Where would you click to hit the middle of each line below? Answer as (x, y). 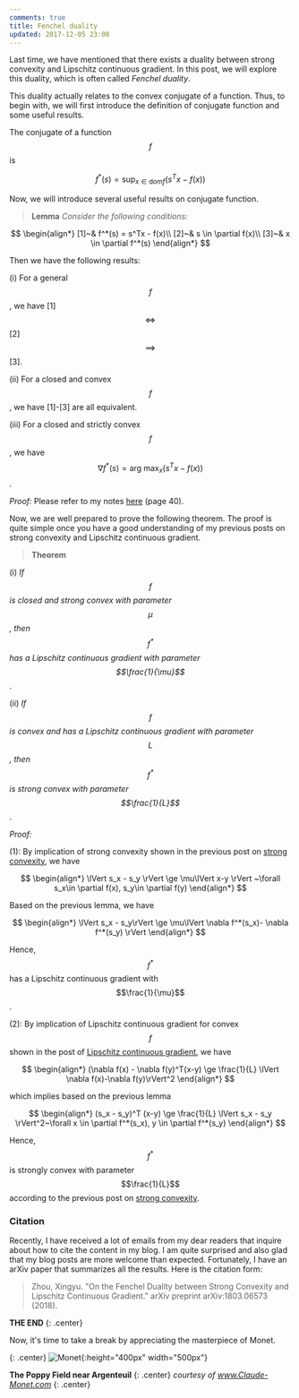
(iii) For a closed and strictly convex (75, 424)
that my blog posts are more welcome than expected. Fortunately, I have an (149, 1260)
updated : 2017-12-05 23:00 (60, 34)
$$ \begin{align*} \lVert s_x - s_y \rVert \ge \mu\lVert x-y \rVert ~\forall (150, 878)
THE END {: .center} (46, 1323)
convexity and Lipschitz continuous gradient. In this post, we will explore (143, 69)
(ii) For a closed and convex (60, 379)
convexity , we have (45, 861)
